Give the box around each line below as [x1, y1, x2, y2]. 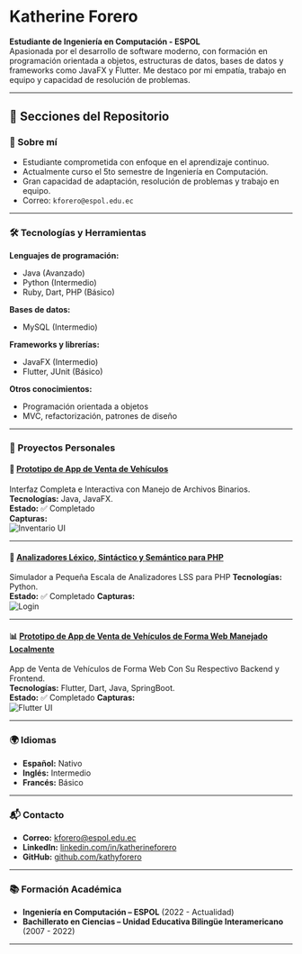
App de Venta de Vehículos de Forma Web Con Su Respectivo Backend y [9, 664, 280, 675]
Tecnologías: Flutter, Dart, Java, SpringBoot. [9, 683, 175, 694]
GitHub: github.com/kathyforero [22, 851, 142, 862]
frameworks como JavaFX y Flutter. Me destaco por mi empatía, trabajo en [9, 65, 287, 76]
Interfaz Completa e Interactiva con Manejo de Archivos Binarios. [9, 484, 251, 495]
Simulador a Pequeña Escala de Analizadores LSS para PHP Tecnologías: [9, 572, 283, 583]
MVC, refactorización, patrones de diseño [22, 410, 178, 421]
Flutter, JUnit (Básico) [22, 366, 103, 377]
